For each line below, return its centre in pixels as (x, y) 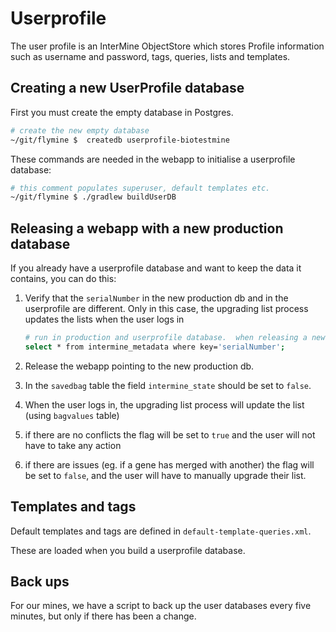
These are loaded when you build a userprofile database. (128, 550)
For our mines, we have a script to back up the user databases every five (161, 606)
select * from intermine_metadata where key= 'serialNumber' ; (155, 347)
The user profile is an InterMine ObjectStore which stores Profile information (167, 46)
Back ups (40, 582)
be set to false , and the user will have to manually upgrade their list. (165, 475)
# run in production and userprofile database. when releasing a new (175, 338)
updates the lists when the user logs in (104, 319)
